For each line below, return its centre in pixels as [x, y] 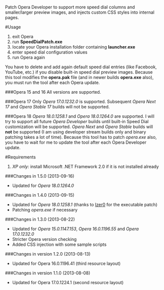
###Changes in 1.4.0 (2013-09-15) [40, 195]
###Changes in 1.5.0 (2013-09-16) [40, 176]
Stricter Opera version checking [44, 239]
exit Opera [23, 37]
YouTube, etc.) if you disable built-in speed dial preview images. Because [79, 72]
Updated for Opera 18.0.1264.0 [43, 185]
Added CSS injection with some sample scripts [59, 244]
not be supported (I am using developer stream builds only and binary [76, 132]
